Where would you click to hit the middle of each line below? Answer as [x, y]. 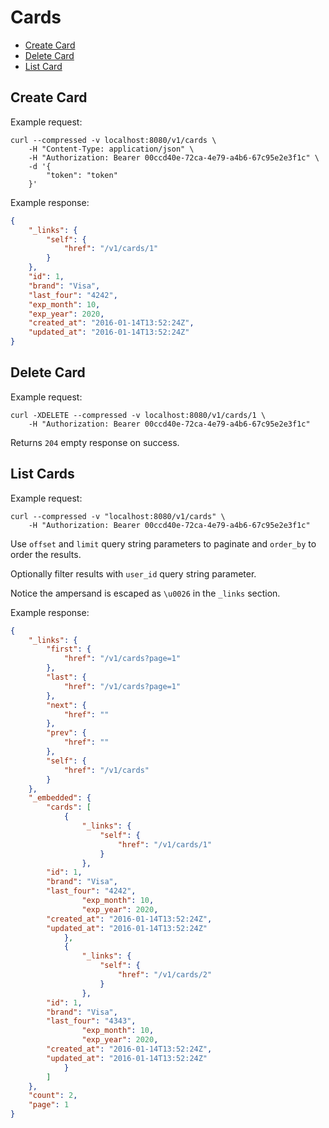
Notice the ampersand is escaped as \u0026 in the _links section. [145, 593]
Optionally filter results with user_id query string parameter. [133, 573]
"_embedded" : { [60, 798]
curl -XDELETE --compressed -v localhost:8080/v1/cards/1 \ [138, 415]
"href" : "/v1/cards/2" [165, 975]
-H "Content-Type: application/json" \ [111, 149]
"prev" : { [66, 733]
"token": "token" [82, 175]
